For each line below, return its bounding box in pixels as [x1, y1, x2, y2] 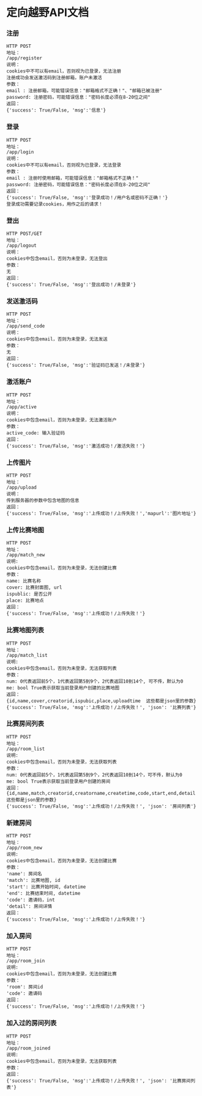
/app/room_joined [6, 1045, 51, 1051]
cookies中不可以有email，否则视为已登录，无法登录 [6, 162, 121, 168]
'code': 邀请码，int [6, 897, 55, 903]
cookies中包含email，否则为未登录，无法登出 [6, 256, 108, 262]
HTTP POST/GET [6, 231, 43, 237]
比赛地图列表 [6, 626, 45, 635]
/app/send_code [6, 323, 45, 329]
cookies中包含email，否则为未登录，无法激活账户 [6, 416, 118, 423]
